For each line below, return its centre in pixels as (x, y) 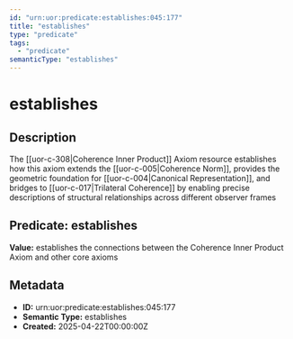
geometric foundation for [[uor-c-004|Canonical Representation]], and (140, 178)
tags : (19, 43)
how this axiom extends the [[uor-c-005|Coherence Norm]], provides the (145, 169)
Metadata (37, 285)
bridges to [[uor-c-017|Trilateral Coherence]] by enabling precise (129, 188)
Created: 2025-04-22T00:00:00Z (85, 326)
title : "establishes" (50, 26)
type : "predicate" (44, 34)
